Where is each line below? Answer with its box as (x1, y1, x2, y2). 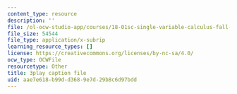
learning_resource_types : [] (7, 43, 93, 50)
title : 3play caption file (7, 69, 87, 76)
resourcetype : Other (7, 63, 68, 70)
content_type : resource (7, 10, 78, 18)
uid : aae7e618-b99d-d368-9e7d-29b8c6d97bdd (7, 76, 138, 83)
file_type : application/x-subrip (7, 37, 106, 44)
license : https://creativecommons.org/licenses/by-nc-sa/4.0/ (7, 50, 194, 57)
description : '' (7, 17, 55, 24)
